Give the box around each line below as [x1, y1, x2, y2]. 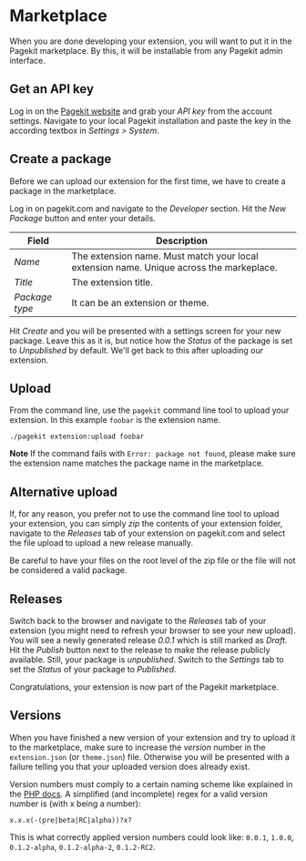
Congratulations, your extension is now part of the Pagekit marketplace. [9, 682, 280, 692]
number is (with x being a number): [9, 798, 141, 809]
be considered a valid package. [9, 565, 127, 576]
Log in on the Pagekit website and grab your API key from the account [9, 106, 273, 117]
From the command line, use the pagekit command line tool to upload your [9, 405, 290, 415]
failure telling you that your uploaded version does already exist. [9, 761, 250, 772]
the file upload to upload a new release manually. [9, 538, 194, 548]
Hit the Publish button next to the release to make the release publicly [9, 644, 270, 655]
